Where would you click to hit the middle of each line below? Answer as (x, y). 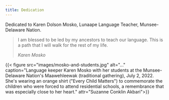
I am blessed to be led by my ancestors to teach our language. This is (90, 40)
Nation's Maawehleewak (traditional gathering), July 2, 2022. (90, 75)
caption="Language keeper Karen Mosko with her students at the (74, 70)
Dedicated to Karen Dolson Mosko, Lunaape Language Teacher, (72, 24)
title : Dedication (25, 10)
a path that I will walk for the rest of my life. (63, 45)
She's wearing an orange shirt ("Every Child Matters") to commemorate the (84, 81)
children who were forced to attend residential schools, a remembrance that (84, 86)
